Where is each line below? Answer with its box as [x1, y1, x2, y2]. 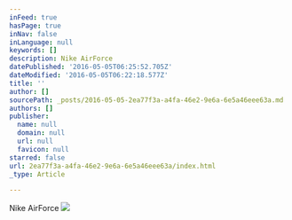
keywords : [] [9, 46, 58, 55]
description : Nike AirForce [9, 54, 114, 63]
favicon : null [17, 145, 69, 153]
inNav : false [9, 29, 58, 38]
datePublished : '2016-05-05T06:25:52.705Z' [9, 63, 173, 72]
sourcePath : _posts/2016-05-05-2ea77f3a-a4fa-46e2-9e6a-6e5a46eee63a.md [9, 95, 284, 105]
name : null [17, 121, 58, 130]
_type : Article [9, 169, 66, 178]
